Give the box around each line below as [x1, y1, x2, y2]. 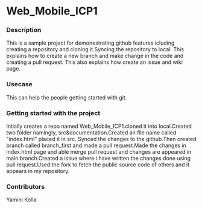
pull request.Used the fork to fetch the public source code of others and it [6, 161, 190, 168]
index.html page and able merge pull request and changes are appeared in [6, 148, 192, 156]
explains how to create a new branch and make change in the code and [6, 52, 184, 60]
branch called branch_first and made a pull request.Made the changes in [6, 142, 187, 149]
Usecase [6, 80, 33, 89]
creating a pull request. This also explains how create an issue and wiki [6, 58, 183, 66]
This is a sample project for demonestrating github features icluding [6, 39, 175, 46]
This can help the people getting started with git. [6, 93, 127, 101]
